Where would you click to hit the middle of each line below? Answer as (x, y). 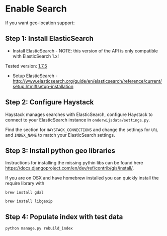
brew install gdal (24, 193)
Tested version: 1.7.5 (26, 66)
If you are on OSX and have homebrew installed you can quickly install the (82, 178)
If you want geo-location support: (40, 23)
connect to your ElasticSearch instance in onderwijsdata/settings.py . (77, 120)
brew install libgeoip (29, 201)
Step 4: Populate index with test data (64, 217)
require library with (25, 183)
